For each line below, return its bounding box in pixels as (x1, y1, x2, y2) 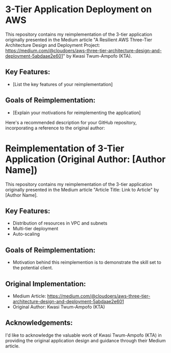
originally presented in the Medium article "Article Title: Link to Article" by (5, 186, 159, 193)
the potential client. (12, 265, 53, 271)
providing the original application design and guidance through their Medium (5, 337, 166, 343)
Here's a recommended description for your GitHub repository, (5, 119, 137, 125)
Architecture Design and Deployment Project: (5, 42, 100, 48)
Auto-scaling (12, 231, 40, 237)
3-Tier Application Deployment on (5, 4, 152, 15)
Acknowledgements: (5, 318, 73, 327)
